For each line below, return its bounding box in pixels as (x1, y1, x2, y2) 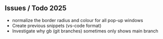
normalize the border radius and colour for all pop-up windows (12, 17, 143, 23)
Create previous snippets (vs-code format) (12, 22, 102, 28)
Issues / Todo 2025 (5, 4, 67, 12)
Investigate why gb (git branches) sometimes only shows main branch (12, 27, 158, 34)
